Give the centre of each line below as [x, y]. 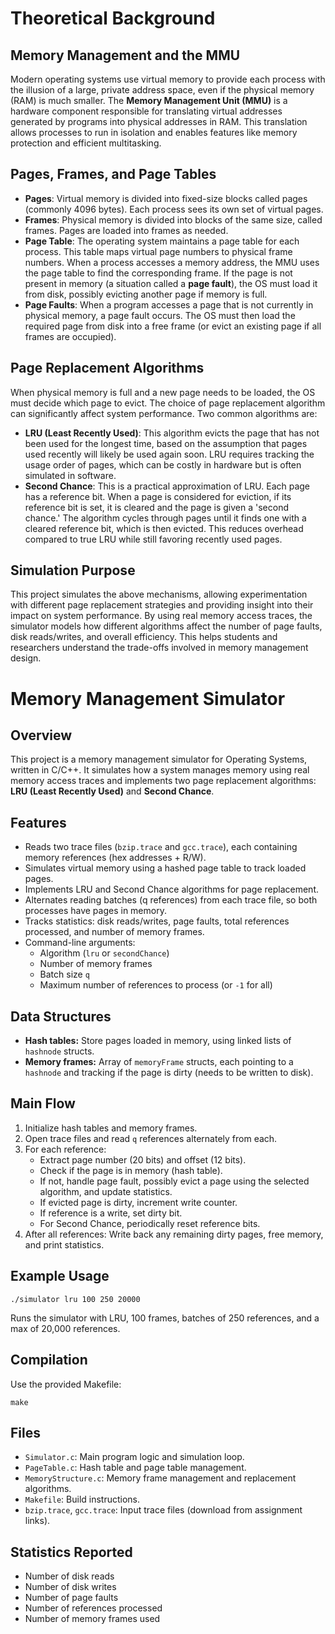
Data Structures [61, 1016]
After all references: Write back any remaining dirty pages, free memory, [174, 1234]
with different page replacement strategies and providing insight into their [162, 605]
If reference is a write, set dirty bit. [111, 1213]
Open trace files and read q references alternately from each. [151, 1138]
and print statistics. [64, 1244]
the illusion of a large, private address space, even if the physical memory [162, 90]
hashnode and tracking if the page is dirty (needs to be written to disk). [169, 1073]
